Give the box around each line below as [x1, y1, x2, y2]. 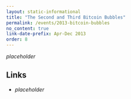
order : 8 [6, 36, 28, 42]
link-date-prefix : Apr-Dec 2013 [6, 31, 86, 37]
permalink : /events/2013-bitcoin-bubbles [6, 20, 110, 26]
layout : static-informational [6, 8, 81, 15]
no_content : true [6, 25, 49, 32]
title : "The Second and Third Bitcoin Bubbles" [6, 14, 126, 20]
